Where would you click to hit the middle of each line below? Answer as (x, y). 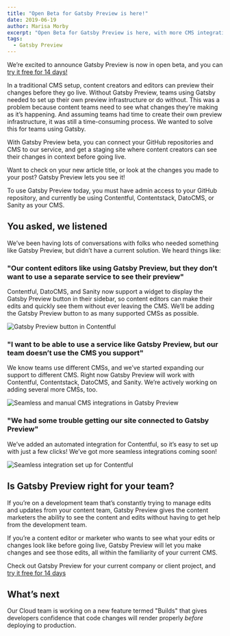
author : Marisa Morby (38, 26)
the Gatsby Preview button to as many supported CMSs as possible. (103, 314)
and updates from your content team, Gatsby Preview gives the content (108, 510)
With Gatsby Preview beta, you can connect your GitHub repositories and (110, 142)
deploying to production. (42, 625)
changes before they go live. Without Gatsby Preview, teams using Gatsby (111, 92)
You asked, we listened (57, 227)
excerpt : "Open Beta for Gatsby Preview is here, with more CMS (101, 33)
